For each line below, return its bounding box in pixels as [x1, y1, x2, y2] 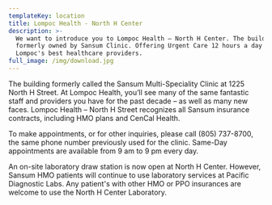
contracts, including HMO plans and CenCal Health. [8, 113, 181, 123]
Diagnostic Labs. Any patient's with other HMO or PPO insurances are [8, 178, 241, 188]
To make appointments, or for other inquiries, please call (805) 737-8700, [8, 128, 253, 138]
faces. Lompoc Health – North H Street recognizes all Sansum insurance [8, 104, 250, 114]
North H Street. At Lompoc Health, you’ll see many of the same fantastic [8, 87, 249, 97]
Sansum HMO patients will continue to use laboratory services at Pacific [8, 170, 249, 180]
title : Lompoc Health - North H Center [8, 19, 143, 27]
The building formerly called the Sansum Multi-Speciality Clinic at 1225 [8, 78, 245, 89]
